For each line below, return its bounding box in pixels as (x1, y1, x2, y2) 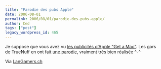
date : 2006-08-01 (5, 12, 41, 17)
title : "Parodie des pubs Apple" (5, 7, 74, 12)
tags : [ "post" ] (5, 26, 37, 31)
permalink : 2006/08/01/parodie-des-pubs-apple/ (5, 16, 105, 21)
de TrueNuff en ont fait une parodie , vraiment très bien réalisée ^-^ (5, 49, 141, 55)
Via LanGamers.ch (5, 59, 43, 64)
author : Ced (5, 21, 30, 26)
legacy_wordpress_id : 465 (5, 30, 58, 35)
